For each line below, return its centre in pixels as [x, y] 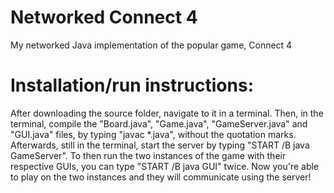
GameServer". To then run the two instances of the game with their [148, 155]
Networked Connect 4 [104, 17]
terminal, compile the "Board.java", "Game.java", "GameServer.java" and [159, 123]
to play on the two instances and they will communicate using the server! [161, 177]
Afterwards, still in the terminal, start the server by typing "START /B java [160, 145]
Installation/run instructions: [132, 85]
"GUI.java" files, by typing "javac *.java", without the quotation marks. [153, 134]
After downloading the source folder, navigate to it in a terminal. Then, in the [167, 113]
